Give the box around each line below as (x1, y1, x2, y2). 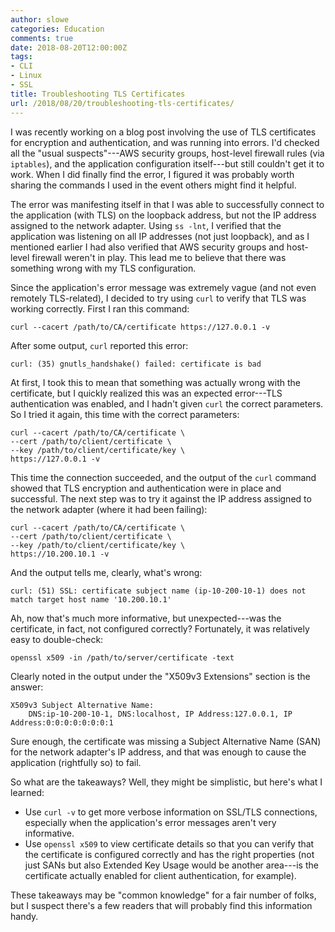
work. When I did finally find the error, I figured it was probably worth (10, 168, 295, 180)
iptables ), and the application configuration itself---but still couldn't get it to (10, 157, 325, 170)
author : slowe (10, 14, 70, 25)
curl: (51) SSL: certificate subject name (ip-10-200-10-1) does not (10, 586, 307, 596)
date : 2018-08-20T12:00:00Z (10, 42, 128, 53)
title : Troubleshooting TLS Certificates (10, 89, 186, 99)
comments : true (10, 33, 74, 43)
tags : (10, 52, 33, 62)
